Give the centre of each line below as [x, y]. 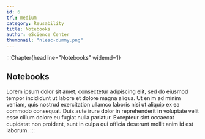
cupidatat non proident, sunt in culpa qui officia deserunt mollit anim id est [100, 124]
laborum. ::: [21, 130]
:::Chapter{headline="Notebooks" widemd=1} [64, 58]
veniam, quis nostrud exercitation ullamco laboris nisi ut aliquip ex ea [93, 104]
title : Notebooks [28, 29]
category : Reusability [35, 23]
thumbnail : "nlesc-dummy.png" [45, 40]
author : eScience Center [38, 35]
